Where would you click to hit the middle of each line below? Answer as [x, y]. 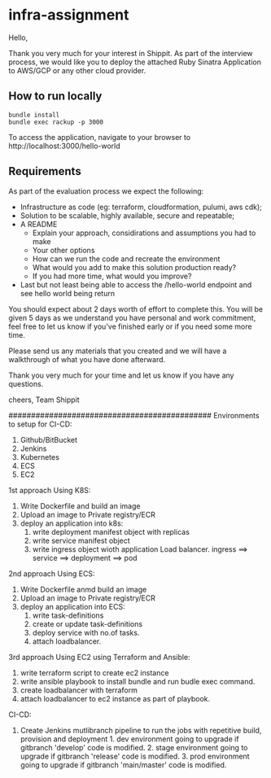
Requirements [45, 171]
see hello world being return [68, 293]
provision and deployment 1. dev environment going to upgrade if [129, 739]
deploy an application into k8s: [72, 523]
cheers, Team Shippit [44, 400]
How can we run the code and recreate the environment [126, 259]
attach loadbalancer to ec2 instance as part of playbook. [115, 698]
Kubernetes [39, 457]
